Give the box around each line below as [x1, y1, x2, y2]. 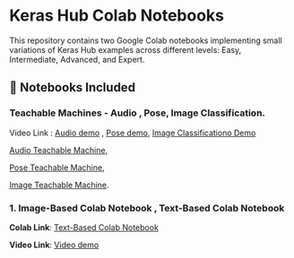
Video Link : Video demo [9, 239, 99, 250]
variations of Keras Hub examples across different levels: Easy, [9, 44, 242, 55]
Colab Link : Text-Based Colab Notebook [9, 221, 160, 233]
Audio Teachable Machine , [9, 144, 108, 155]
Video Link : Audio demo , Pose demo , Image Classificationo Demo [9, 127, 256, 138]
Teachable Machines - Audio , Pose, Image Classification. [9, 107, 266, 119]
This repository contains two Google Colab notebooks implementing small [9, 35, 282, 46]
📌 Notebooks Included [9, 80, 136, 95]
